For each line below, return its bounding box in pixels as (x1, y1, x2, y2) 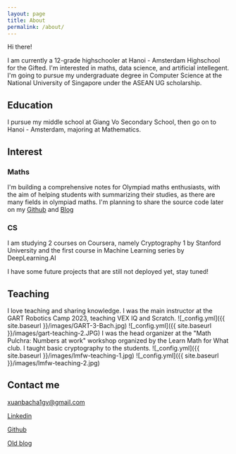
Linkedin (7, 411, 32, 420)
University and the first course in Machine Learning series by (7, 246, 185, 255)
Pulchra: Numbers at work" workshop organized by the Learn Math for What (7, 336, 229, 345)
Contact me (7, 379, 60, 391)
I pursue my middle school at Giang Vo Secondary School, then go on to (7, 118, 217, 127)
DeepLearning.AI (7, 254, 56, 263)
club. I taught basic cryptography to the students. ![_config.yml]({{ (7, 343, 200, 352)
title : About (7, 17, 46, 24)
